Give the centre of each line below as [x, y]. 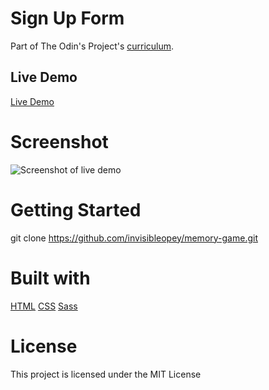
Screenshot [59, 141]
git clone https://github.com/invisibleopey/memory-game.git [134, 238]
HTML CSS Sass [44, 306]
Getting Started [76, 209]
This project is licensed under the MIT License [106, 374]
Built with [50, 278]
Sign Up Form [67, 18]
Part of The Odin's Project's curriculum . [92, 46]
